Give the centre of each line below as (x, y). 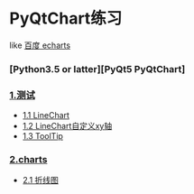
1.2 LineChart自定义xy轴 (67, 126)
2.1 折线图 (40, 180)
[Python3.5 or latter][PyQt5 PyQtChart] (97, 69)
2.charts (28, 160)
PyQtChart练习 (66, 18)
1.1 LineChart (46, 115)
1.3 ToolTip (42, 136)
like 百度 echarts (40, 45)
